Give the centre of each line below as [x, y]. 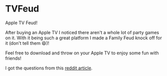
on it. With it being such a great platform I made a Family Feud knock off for [84, 38]
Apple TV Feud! [21, 23]
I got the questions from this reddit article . [49, 68]
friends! [13, 58]
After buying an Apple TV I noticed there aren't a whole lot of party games [82, 32]
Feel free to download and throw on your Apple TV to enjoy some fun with [82, 53]
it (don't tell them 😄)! [27, 43]
